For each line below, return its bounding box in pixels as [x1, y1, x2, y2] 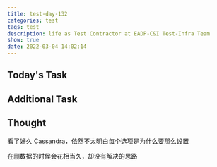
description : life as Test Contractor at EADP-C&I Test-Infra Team [7, 30, 211, 37]
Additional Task [7, 93, 78, 105]
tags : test [7, 23, 40, 30]
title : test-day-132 [7, 10, 69, 18]
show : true [7, 37, 40, 44]
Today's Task [7, 69, 68, 81]
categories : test [7, 17, 59, 24]
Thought [7, 117, 47, 129]
